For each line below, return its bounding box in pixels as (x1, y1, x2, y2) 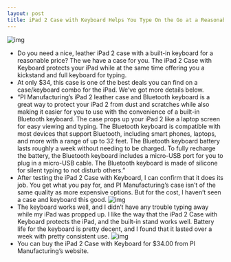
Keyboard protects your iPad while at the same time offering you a (16, 63, 205, 72)
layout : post (7, 10, 45, 17)
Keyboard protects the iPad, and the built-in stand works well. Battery (16, 217, 214, 225)
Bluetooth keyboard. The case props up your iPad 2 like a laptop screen (16, 114, 221, 123)
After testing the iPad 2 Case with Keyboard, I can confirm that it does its (16, 173, 223, 181)
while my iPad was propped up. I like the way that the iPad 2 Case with (16, 210, 218, 218)
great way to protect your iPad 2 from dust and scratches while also (16, 100, 210, 108)
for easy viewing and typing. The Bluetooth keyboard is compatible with (16, 122, 221, 130)
